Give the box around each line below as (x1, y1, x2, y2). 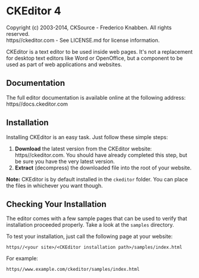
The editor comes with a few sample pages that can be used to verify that (6, 215, 188, 222)
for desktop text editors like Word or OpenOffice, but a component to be (6, 54, 183, 61)
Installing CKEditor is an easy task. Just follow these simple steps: (6, 133, 168, 141)
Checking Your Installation (6, 199, 107, 209)
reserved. (6, 30, 30, 37)
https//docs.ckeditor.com (6, 100, 69, 107)
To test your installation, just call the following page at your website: (6, 233, 173, 240)
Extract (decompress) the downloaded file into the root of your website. (14, 164, 192, 171)
